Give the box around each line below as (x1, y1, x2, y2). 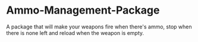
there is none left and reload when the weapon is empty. (6, 29, 144, 36)
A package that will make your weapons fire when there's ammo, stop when (6, 23, 192, 30)
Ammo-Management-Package (6, 4, 160, 17)
